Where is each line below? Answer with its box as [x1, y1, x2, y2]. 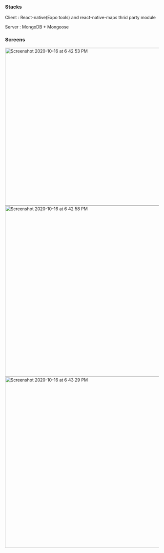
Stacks [5, 3, 22, 10]
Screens [5, 36, 25, 43]
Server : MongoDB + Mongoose [5, 24, 69, 30]
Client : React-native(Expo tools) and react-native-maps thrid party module [5, 15, 156, 21]
